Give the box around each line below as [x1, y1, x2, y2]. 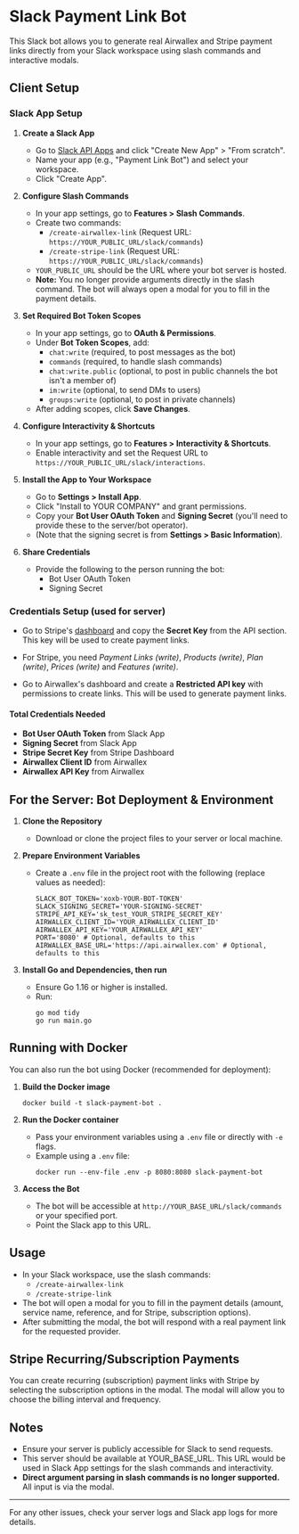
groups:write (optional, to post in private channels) [48, 394, 236, 405]
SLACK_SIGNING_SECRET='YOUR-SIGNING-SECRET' [35, 902, 204, 911]
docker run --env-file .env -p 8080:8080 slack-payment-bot [35, 1168, 263, 1177]
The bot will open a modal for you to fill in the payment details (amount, [21, 1297, 284, 1308]
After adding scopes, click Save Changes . [35, 403, 191, 414]
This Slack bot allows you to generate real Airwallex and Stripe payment [9, 36, 273, 46]
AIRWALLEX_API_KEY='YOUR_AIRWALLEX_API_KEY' [35, 925, 204, 934]
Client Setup [9, 80, 80, 95]
